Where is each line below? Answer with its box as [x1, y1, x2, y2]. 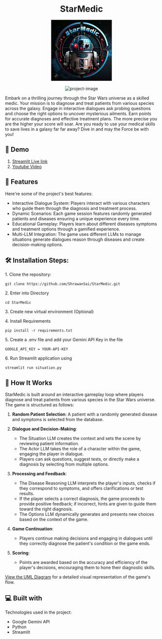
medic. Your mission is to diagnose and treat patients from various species [5, 100, 154, 106]
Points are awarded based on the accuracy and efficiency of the [19, 560, 148, 565]
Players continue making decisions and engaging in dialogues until [19, 535, 153, 542]
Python [12, 624, 27, 630]
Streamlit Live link [12, 158, 48, 164]
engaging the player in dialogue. [19, 451, 84, 457]
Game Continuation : [12, 526, 54, 532]
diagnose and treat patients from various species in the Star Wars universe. [5, 397, 156, 403]
